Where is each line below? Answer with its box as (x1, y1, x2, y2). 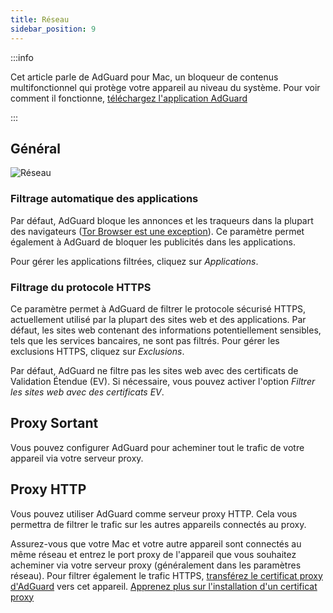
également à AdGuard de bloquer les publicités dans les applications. (10, 236, 296, 248)
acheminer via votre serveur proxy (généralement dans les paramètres (10, 559, 302, 571)
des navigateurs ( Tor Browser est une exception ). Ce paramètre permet (10, 225, 305, 237)
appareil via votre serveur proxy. (10, 452, 144, 464)
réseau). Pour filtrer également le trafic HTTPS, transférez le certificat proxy (10, 569, 323, 581)
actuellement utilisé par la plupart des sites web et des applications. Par (10, 313, 307, 325)
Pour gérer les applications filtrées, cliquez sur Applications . (10, 255, 259, 267)
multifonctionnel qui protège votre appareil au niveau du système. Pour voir (10, 81, 321, 93)
